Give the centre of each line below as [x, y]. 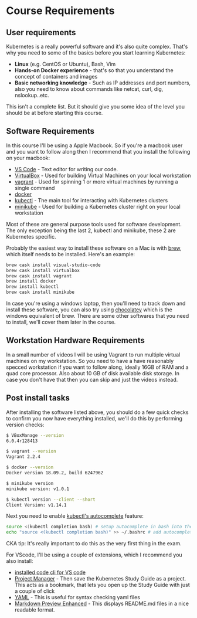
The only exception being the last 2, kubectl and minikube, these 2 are [91, 230]
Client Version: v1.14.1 [36, 505]
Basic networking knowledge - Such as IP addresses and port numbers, [103, 83]
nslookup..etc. [32, 95]
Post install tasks [38, 398]
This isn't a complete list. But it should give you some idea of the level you [95, 106]
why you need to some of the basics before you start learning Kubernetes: [96, 53]
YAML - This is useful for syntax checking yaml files [77, 597]
